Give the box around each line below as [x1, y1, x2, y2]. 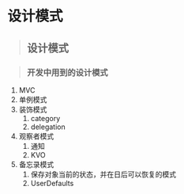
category [30, 113, 61, 123]
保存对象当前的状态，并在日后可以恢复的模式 [30, 169, 177, 179]
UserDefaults [30, 178, 74, 188]
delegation [30, 122, 66, 131]
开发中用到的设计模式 [26, 67, 108, 78]
